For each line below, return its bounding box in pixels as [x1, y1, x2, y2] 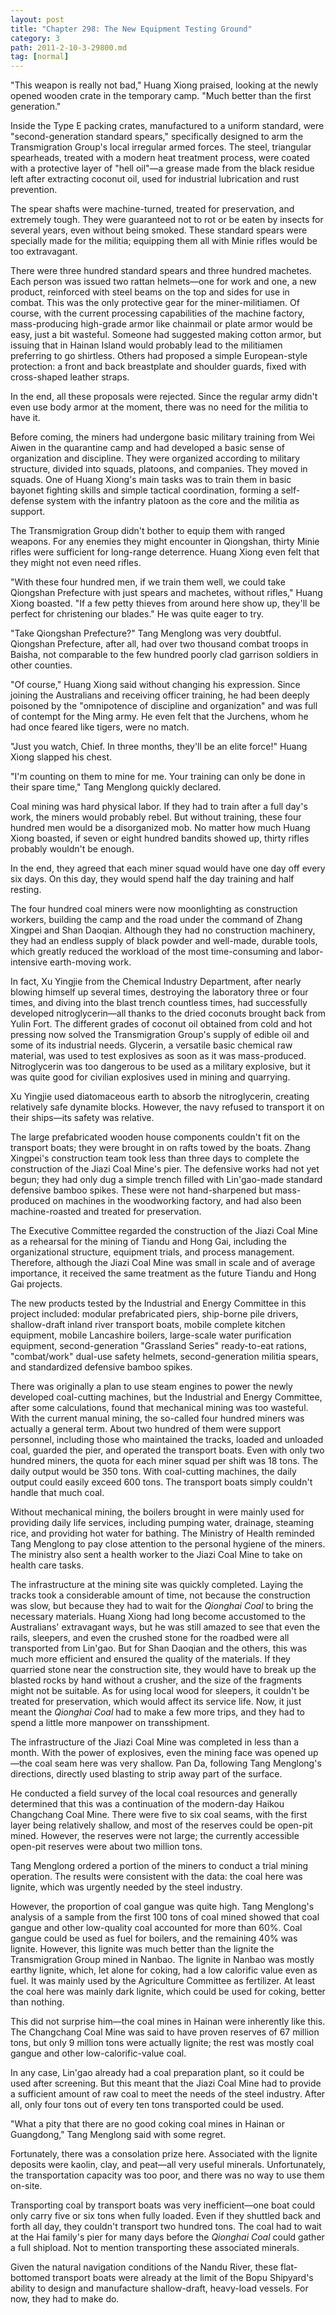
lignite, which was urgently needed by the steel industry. [10, 1881, 243, 1893]
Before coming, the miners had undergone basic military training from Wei [10, 431, 316, 443]
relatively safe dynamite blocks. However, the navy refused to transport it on [10, 1101, 325, 1113]
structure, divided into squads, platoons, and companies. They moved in [10, 463, 308, 475]
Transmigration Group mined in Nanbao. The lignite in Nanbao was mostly [10, 1954, 315, 1966]
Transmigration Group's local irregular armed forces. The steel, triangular [10, 141, 312, 153]
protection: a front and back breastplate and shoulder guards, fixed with [10, 361, 307, 373]
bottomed [10, 2272, 51, 2284]
